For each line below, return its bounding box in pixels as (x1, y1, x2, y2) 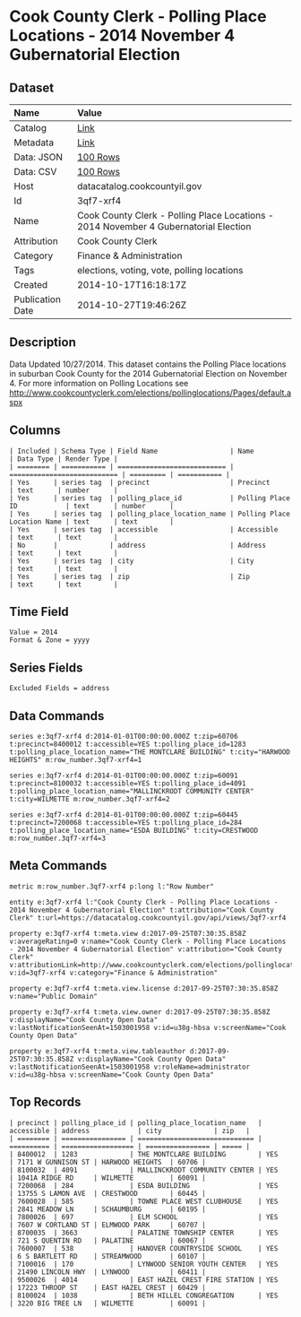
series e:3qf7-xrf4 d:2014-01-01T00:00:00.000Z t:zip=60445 (9, 810, 239, 819)
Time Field (9, 604, 69, 620)
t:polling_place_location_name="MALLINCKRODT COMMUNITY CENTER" (9, 787, 254, 796)
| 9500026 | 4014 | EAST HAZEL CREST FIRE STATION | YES (9, 1275, 279, 1284)
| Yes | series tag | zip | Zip (9, 572, 251, 581)
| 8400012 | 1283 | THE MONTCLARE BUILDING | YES (9, 1149, 279, 1158)
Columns (9, 423, 61, 438)
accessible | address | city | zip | (9, 1126, 251, 1135)
